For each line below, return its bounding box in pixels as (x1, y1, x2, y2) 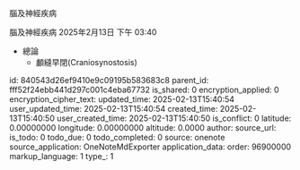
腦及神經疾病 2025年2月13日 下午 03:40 (9, 27, 157, 38)
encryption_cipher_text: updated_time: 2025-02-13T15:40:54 (9, 94, 235, 105)
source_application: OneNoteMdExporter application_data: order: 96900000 (9, 141, 292, 152)
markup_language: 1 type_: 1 (9, 151, 114, 161)
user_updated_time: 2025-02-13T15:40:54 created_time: (9, 104, 218, 114)
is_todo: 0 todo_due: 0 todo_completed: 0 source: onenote (9, 132, 225, 142)
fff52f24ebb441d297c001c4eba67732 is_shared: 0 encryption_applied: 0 (9, 84, 280, 95)
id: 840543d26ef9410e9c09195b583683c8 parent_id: (9, 75, 209, 85)
